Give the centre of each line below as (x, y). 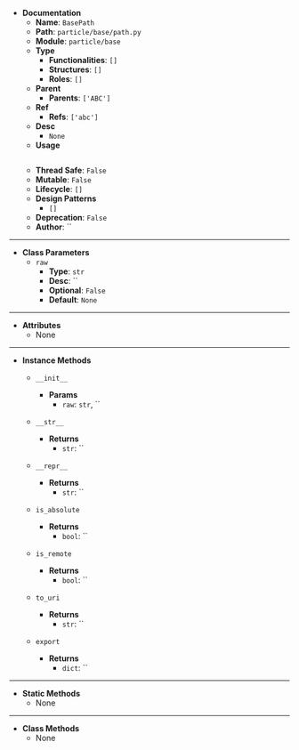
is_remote (54, 554)
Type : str (66, 271)
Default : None (73, 300)
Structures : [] (75, 69)
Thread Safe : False (71, 170)
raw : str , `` (81, 404)
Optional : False (77, 290)
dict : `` (75, 668)
